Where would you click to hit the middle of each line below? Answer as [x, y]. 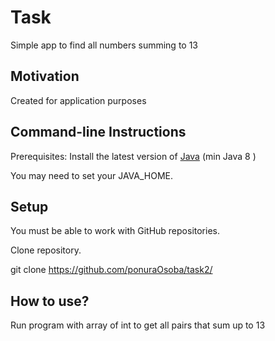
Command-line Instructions [98, 132]
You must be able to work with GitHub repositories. [115, 231]
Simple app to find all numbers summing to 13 [104, 45]
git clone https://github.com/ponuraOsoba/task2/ [111, 270]
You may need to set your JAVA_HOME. [92, 175]
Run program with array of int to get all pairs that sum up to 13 [138, 325]
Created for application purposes [78, 100]
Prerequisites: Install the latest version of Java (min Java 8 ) [133, 156]
